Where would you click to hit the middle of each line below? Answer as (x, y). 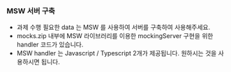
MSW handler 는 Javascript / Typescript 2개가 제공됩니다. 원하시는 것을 (117, 53)
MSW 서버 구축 (31, 10)
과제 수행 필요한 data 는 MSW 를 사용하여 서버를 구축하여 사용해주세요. (113, 27)
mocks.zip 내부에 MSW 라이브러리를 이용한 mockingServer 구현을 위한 (115, 36)
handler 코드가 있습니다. (50, 45)
